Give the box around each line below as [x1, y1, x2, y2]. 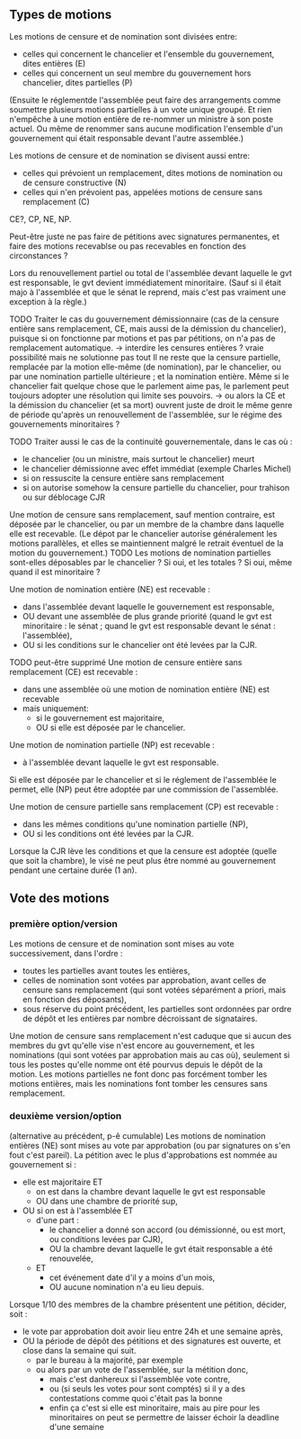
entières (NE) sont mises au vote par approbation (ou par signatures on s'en [9, 1140, 290, 1150]
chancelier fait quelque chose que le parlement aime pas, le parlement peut [9, 380, 289, 391]
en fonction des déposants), [22, 993, 128, 1005]
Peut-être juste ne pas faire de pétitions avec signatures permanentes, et [9, 231, 280, 242]
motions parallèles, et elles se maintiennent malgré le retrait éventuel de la [9, 537, 284, 548]
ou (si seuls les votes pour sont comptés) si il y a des [49, 1383, 245, 1394]
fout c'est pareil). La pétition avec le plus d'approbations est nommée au [9, 1150, 278, 1160]
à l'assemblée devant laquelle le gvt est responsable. [22, 757, 219, 768]
